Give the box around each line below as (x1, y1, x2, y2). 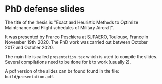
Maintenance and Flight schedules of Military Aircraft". (5, 24, 114, 30)
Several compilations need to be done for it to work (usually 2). (5, 59, 131, 65)
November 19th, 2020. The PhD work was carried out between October (5, 39, 148, 45)
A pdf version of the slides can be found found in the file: (5, 68, 120, 74)
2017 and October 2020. (5, 44, 54, 50)
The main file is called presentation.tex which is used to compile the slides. (5, 53, 158, 59)
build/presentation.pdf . (5, 73, 54, 79)
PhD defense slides (5, 3, 85, 15)
